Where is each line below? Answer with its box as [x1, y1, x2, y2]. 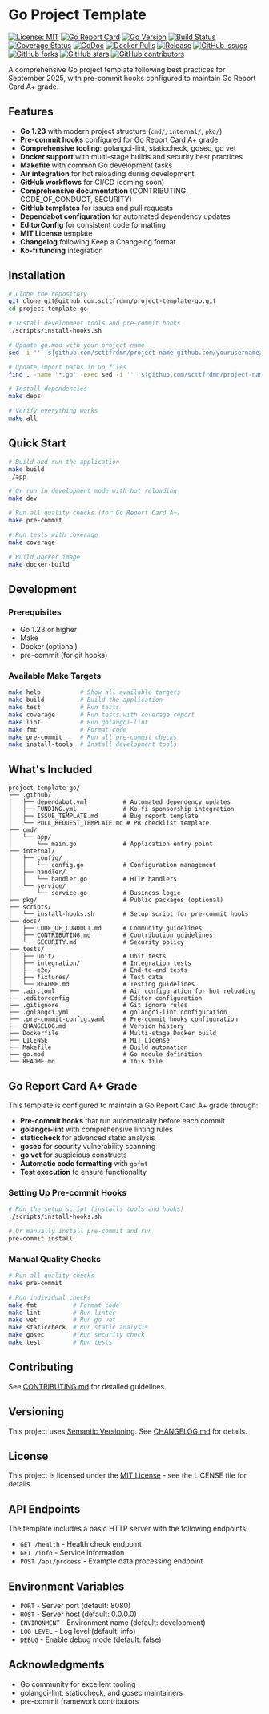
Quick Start [8, 437, 66, 450]
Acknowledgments [8, 1658, 106, 1672]
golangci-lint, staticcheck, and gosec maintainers [19, 1688, 183, 1697]
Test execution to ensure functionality [19, 1167, 147, 1176]
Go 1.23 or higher [19, 625, 78, 635]
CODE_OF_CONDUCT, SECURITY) [19, 194, 132, 204]
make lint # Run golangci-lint [8, 718, 149, 726]
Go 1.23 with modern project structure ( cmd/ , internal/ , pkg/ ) [19, 126, 223, 135]
